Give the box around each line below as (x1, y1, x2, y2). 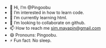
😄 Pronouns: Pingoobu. (9, 32, 58, 38)
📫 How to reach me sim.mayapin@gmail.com (9, 25, 101, 31)
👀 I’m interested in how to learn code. (9, 10, 84, 15)
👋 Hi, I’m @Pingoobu (9, 5, 51, 10)
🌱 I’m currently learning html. (9, 15, 68, 20)
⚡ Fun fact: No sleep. (9, 37, 52, 43)
